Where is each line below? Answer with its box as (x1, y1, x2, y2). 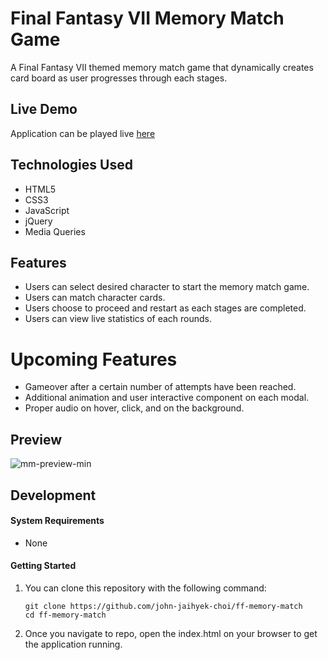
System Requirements (10, 515, 105, 527)
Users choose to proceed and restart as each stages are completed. (24, 302, 307, 314)
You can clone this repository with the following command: (24, 582, 267, 594)
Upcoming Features (10, 348, 178, 371)
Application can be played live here (10, 127, 156, 139)
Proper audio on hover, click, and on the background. (24, 402, 245, 414)
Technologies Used (10, 157, 133, 174)
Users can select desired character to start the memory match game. (24, 281, 310, 293)
